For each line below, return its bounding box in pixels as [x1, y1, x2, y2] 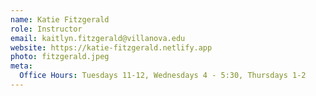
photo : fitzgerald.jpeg [10, 52, 110, 62]
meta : [10, 61, 33, 71]
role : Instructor [10, 24, 83, 34]
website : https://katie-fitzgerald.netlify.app [10, 42, 213, 53]
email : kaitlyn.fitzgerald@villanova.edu [10, 33, 186, 43]
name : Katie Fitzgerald [10, 14, 110, 25]
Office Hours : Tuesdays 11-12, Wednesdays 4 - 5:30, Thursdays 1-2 [19, 71, 307, 81]
